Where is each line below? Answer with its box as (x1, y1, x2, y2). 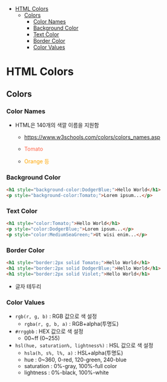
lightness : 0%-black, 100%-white (24, 369, 109, 377)
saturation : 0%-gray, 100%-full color (24, 363, 117, 370)
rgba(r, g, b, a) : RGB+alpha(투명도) (24, 320, 119, 328)
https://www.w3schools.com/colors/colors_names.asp (24, 133, 160, 141)
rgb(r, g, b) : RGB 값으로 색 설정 (15, 312, 97, 320)
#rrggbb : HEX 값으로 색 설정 (15, 328, 83, 335)
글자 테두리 (15, 282, 42, 290)
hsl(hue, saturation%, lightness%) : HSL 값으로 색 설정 (15, 342, 154, 349)
